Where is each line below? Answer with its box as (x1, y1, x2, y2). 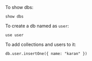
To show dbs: (5, 5, 34, 10)
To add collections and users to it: (5, 41, 76, 47)
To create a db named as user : (5, 23, 69, 29)
